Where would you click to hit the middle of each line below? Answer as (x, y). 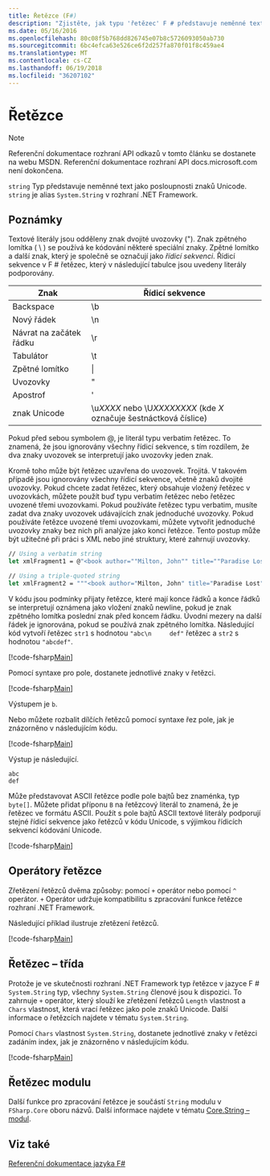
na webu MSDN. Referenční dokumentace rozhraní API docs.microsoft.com (133, 162)
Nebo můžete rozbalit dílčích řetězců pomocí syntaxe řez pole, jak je (121, 719)
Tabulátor (30, 356)
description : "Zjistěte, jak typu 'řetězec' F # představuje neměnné (127, 23)
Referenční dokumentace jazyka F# (67, 1164)
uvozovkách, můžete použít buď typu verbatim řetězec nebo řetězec (122, 496)
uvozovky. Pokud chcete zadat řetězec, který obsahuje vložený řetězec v (129, 488)
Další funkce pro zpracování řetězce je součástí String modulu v (115, 1102)
